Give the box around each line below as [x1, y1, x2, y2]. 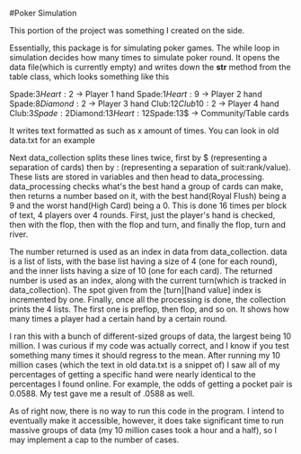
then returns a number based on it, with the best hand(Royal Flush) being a [9, 191, 287, 201]
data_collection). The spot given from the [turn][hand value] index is [9, 285, 262, 295]
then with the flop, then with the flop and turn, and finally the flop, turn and [9, 220, 286, 230]
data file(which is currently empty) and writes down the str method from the [9, 62, 291, 72]
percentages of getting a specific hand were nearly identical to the [9, 369, 256, 379]
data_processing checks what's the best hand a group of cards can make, [9, 181, 284, 192]
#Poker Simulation [9, 8, 77, 18]
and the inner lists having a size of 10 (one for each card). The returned [9, 266, 273, 276]
